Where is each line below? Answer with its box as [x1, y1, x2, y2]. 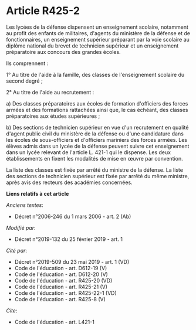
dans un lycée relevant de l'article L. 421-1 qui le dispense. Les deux [6, 148, 171, 156]
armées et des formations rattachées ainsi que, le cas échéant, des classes [6, 106, 189, 113]
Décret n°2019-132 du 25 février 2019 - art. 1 [14, 236, 123, 243]
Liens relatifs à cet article [6, 190, 69, 197]
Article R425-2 [6, 4, 80, 18]
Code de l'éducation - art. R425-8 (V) [14, 295, 106, 302]
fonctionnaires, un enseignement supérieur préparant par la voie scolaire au [6, 36, 190, 43]
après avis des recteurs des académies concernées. [6, 179, 133, 186]
